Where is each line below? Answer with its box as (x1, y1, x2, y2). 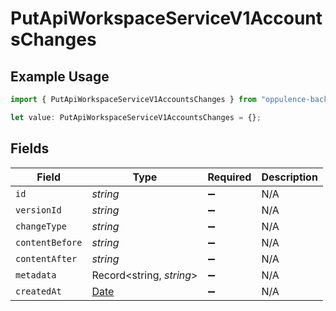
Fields (10, 140, 50, 157)
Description (261, 170, 318, 184)
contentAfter (15, 253, 78, 264)
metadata (15, 269, 57, 281)
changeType (15, 220, 67, 232)
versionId (15, 204, 62, 216)
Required (207, 170, 252, 184)
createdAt (15, 285, 62, 297)
